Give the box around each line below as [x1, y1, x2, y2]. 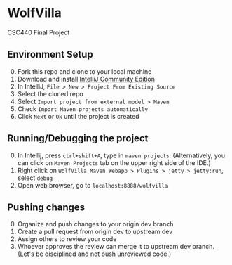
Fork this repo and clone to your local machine [17, 67, 152, 75]
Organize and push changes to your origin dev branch [17, 220, 174, 228]
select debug [17, 174, 53, 182]
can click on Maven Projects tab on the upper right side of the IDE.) [17, 158, 212, 167]
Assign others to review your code [17, 235, 117, 243]
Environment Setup [7, 49, 93, 60]
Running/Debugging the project [7, 132, 149, 145]
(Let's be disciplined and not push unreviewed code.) [17, 250, 172, 258]
